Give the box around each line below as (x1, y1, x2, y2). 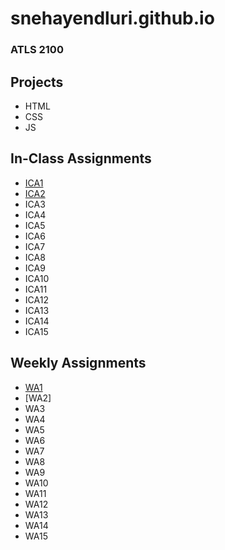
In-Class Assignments (10, 150, 152, 167)
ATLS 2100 (10, 43, 64, 57)
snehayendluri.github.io (10, 7, 215, 30)
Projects (10, 73, 64, 91)
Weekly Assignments (10, 355, 147, 372)
